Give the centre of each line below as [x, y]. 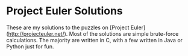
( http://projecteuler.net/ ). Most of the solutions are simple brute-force [92, 33]
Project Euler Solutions [65, 11]
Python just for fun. [30, 46]
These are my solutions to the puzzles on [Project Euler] [76, 27]
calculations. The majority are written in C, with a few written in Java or [94, 40]
